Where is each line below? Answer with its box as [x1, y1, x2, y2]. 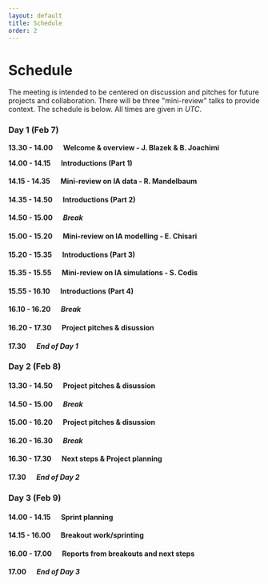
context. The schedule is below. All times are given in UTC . [8, 105, 202, 114]
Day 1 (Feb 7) [8, 125, 59, 136]
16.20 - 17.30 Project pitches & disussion [8, 322, 154, 332]
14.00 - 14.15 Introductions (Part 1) [8, 158, 134, 168]
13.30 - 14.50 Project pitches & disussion [8, 381, 156, 390]
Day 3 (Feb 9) [8, 492, 62, 503]
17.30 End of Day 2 [8, 473, 80, 482]
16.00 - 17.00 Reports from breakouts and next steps [8, 549, 195, 558]
